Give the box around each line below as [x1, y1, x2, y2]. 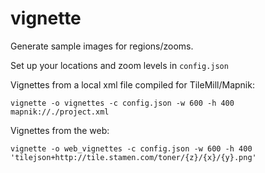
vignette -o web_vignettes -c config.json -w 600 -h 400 [10, 143, 253, 154]
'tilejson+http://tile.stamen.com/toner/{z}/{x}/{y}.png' [10, 152, 257, 162]
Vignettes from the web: [10, 124, 110, 136]
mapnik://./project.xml [10, 107, 110, 117]
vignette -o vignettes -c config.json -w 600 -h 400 [10, 98, 235, 108]
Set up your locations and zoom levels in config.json [10, 59, 229, 71]
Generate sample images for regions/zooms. [10, 40, 194, 52]
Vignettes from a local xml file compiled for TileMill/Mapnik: [10, 78, 255, 91]
